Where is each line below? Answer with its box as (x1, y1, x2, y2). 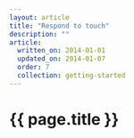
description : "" (9, 29, 70, 38)
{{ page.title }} (9, 109, 120, 129)
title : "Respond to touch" (9, 21, 110, 30)
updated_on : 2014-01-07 (17, 54, 105, 63)
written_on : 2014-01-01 (17, 46, 105, 55)
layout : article (9, 12, 70, 22)
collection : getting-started (17, 71, 126, 80)
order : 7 (17, 63, 50, 72)
